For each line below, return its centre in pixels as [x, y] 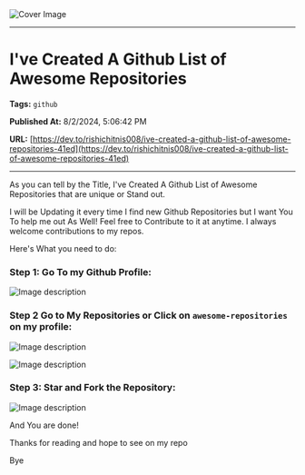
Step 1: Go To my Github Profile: [80, 272]
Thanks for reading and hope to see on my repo [98, 442]
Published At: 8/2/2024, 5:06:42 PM [78, 121]
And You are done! [44, 425]
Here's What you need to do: [63, 248]
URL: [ [21, 139]
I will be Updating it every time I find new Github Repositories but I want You [151, 212]
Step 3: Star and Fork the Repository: [93, 388]
